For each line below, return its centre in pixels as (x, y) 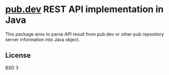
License (18, 55)
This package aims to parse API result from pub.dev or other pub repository (85, 34)
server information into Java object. (43, 40)
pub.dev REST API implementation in (84, 9)
